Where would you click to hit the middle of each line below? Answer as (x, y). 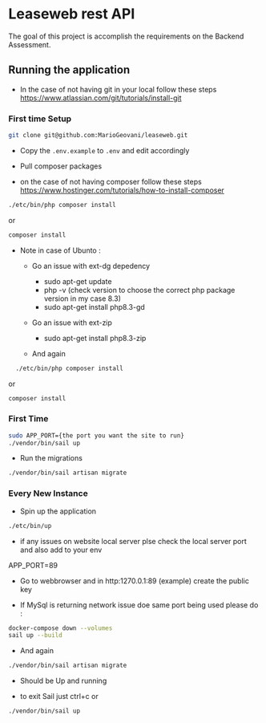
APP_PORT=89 (33, 565)
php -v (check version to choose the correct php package (139, 290)
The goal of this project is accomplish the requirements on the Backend (126, 36)
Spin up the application (58, 511)
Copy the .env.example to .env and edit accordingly (105, 150)
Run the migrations (51, 458)
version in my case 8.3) (83, 299)
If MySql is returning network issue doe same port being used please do (139, 605)
